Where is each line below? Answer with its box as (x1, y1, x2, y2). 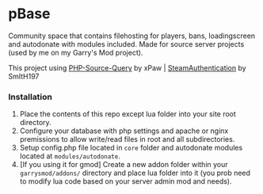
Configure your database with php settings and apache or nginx (19, 126, 229, 135)
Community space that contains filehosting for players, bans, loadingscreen (8, 31, 256, 40)
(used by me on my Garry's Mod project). (8, 48, 143, 57)
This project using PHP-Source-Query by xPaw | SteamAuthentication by (8, 63, 247, 72)
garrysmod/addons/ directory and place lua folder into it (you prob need (19, 168, 251, 178)
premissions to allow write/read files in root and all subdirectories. (19, 135, 235, 144)
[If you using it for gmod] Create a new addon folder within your (19, 160, 228, 169)
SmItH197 (8, 71, 40, 81)
